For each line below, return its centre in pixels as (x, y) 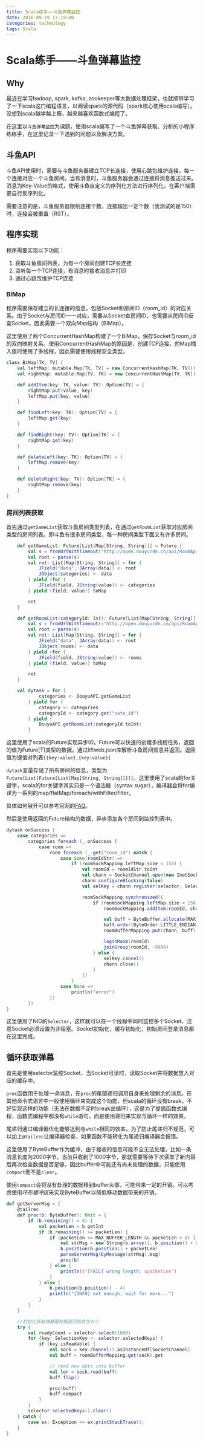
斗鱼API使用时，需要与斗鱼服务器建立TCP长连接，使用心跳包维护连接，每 (98, 171)
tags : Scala (21, 29)
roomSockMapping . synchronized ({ (123, 897)
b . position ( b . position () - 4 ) (87, 1288)
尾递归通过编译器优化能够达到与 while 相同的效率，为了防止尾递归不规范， (98, 1129)
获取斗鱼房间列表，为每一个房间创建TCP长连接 (73, 263)
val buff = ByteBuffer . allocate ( (146, 920)
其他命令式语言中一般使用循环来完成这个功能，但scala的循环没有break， (97, 1101)
